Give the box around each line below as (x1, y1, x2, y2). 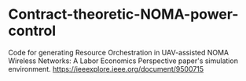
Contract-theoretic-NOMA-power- (8, 5, 239, 23)
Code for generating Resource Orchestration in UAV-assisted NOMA (8, 48, 229, 57)
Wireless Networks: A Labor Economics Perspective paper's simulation (8, 56, 238, 65)
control (8, 22, 57, 40)
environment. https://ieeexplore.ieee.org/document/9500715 (8, 64, 204, 73)
